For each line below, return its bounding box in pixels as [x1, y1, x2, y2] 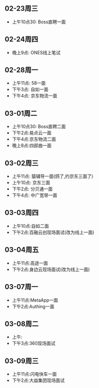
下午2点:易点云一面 [12, 130, 52, 136]
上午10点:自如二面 [12, 223, 49, 229]
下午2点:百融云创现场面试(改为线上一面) [12, 229, 94, 235]
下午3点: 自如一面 [12, 86, 49, 92]
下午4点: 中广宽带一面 [12, 192, 57, 198]
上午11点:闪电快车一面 [12, 371, 57, 377]
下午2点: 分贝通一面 [12, 186, 53, 192]
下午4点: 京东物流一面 [12, 93, 57, 99]
